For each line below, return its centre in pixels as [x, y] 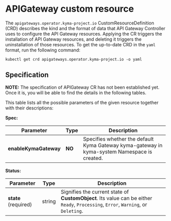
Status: [13, 171]
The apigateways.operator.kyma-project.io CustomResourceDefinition [80, 23]
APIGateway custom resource [69, 9]
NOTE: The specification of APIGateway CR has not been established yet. [82, 87]
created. [93, 158]
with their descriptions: [29, 108]
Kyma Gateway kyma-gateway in [123, 145]
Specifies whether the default [118, 139]
